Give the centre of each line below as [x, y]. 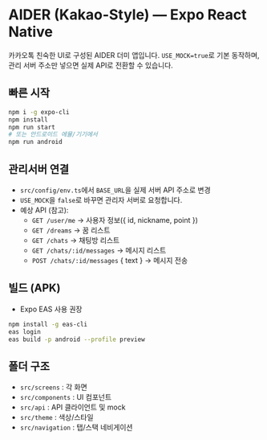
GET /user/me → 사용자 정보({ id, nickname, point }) [115, 220]
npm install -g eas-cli [48, 324]
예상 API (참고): [44, 210]
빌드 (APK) [34, 288]
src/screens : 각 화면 [54, 387]
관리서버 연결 [39, 169]
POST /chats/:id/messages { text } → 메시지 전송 [110, 260]
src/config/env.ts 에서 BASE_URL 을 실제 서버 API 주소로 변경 [115, 190]
